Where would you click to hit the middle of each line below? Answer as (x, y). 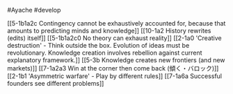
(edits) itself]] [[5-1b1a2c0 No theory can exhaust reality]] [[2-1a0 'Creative (115, 38)
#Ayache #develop (34, 10)
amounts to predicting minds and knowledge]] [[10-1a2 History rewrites (109, 31)
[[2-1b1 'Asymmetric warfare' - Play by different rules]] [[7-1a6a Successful (115, 76)
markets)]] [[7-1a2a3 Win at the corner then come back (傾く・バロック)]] (113, 68)
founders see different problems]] (56, 83)
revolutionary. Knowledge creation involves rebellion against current (105, 53)
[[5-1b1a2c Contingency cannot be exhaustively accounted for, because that (116, 23)
